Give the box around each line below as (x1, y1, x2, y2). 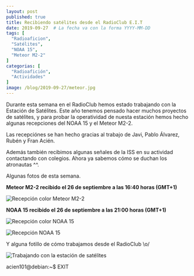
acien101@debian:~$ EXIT (6, 263, 69, 270)
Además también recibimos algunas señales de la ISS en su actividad (6, 148, 173, 155)
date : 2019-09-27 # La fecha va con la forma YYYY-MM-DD (6, 25, 151, 31)
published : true (6, 14, 46, 20)
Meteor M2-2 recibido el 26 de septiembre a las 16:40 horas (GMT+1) (6, 183, 178, 190)
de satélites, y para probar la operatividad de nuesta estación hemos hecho (6, 113, 189, 120)
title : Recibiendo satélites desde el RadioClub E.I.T (6, 19, 143, 25)
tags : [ (6, 30, 25, 36)
